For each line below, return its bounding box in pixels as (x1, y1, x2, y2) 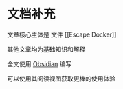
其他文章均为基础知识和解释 (7, 45, 86, 53)
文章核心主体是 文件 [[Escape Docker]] (7, 30, 117, 39)
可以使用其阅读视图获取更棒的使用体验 (7, 74, 115, 83)
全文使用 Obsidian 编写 (7, 59, 72, 68)
